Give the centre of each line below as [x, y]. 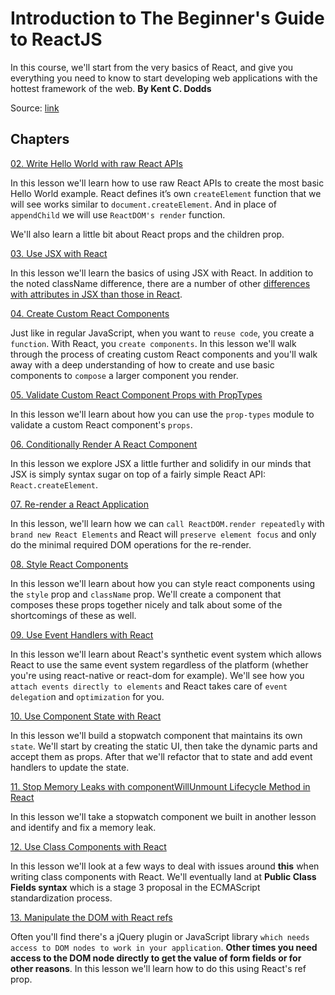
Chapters [40, 139]
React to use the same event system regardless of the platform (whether [159, 664]
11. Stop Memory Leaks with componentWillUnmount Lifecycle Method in [160, 786]
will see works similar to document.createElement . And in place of [144, 204]
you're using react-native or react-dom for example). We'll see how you [157, 675]
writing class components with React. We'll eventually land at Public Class [163, 876]
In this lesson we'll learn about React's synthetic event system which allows [166, 654]
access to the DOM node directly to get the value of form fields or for [156, 958]
